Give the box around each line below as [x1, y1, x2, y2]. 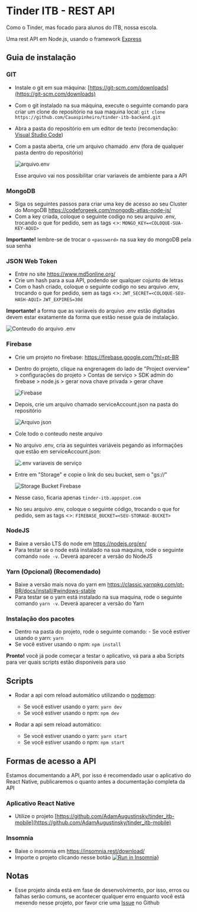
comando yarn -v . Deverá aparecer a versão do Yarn [14, 600, 144, 607]
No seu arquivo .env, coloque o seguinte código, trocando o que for [14, 505, 180, 512]
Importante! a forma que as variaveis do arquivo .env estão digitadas [6, 307, 176, 314]
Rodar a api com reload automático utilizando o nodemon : [14, 692, 156, 699]
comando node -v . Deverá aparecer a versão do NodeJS [14, 553, 153, 560]
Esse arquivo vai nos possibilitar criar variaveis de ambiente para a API [14, 172, 188, 179]
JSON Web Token [6, 257, 58, 265]
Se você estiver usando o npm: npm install [14, 640, 121, 648]
